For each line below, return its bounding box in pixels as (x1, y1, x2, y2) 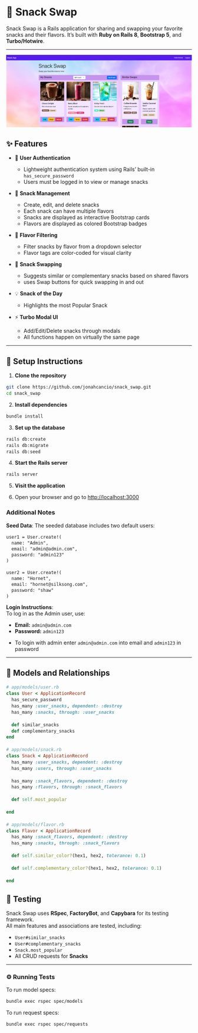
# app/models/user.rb (6, 684, 60, 691)
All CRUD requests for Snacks (14, 953, 88, 960)
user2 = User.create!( (6, 569, 62, 575)
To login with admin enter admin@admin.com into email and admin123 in (14, 639, 181, 646)
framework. (6, 916, 34, 923)
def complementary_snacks (11, 728, 75, 734)
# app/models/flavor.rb (6, 821, 65, 827)
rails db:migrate (6, 442, 49, 448)
